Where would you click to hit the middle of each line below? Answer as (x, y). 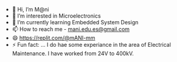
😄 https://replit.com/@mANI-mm (54, 38)
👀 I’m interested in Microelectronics (57, 16)
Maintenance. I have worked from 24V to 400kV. (73, 53)
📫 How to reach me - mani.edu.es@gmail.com (71, 29)
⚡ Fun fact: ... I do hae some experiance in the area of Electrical (92, 45)
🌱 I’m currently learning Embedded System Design (75, 22)
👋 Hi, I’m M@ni (30, 9)
